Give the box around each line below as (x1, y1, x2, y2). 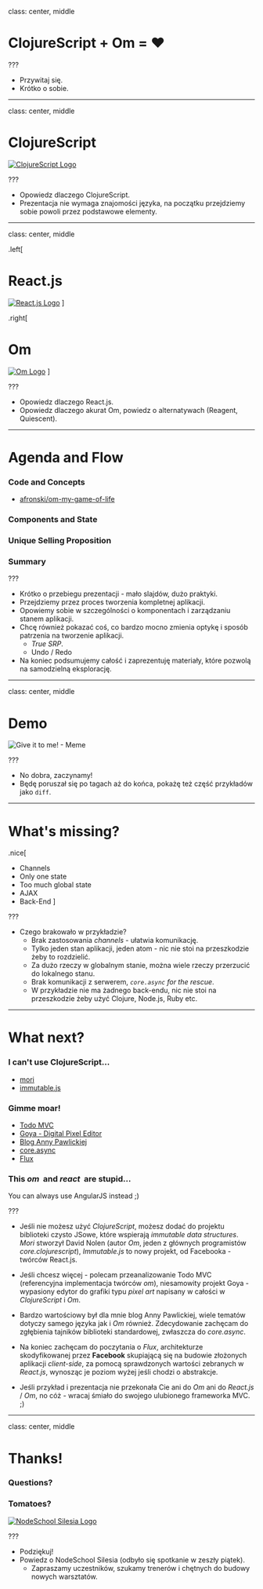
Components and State (8, 514, 98, 525)
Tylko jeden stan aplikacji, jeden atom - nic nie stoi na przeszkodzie (31, 944, 249, 953)
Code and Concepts (8, 477, 85, 488)
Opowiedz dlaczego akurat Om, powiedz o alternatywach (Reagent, (19, 405, 239, 415)
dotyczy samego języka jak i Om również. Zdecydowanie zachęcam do (19, 1319, 249, 1328)
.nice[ (8, 848, 27, 858)
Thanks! (8, 1449, 63, 1467)
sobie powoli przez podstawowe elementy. (19, 206, 158, 216)
